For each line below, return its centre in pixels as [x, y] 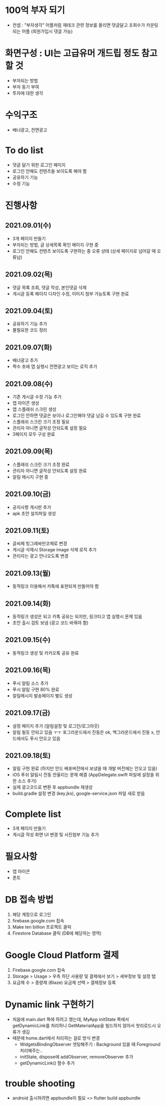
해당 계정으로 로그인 [32, 915]
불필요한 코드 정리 [30, 330]
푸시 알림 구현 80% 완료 [36, 689]
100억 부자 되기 [35, 10]
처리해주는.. [31, 1051]
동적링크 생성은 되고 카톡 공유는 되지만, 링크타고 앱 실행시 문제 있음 [77, 617]
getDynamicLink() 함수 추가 [47, 1063]
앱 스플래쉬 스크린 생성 [34, 409]
